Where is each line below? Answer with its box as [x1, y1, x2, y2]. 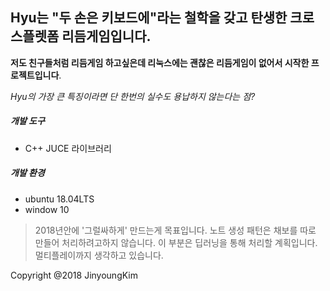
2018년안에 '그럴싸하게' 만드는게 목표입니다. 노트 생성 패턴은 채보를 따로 [34, 224, 317, 236]
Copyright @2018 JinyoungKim [10, 269, 139, 281]
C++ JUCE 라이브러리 [24, 142, 112, 154]
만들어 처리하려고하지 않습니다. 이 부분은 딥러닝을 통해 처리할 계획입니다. [34, 236, 318, 248]
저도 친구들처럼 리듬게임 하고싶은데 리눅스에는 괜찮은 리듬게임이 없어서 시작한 [10, 56, 310, 68]
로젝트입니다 [10, 69, 60, 81]
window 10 [24, 203, 70, 215]
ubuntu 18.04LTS [24, 193, 95, 205]
